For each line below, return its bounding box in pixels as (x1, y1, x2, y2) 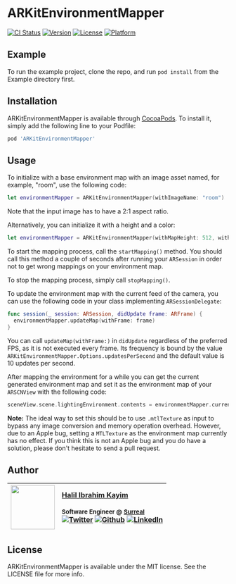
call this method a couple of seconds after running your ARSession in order (7, 255, 223, 263)
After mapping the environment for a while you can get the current (7, 372, 199, 381)
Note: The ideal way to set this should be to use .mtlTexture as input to (7, 414, 214, 422)
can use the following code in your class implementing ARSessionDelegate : (7, 297, 222, 305)
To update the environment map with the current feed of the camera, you (7, 290, 219, 297)
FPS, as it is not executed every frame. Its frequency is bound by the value (7, 344, 223, 352)
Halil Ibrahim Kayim (62, 490, 129, 500)
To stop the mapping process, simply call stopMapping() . (7, 276, 171, 284)
